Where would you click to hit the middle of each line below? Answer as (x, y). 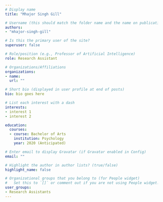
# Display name (20, 9)
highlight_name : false (28, 170)
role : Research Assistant (31, 58)
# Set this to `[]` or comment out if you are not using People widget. (82, 183)
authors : (14, 27)
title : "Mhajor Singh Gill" (33, 14)
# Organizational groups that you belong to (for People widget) (72, 178)
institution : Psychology (39, 139)
